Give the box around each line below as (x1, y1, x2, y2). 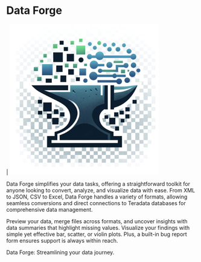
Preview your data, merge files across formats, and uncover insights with (6, 217, 188, 224)
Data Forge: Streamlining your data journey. (6, 249, 115, 256)
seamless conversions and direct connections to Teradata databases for (6, 199, 186, 206)
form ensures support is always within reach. (6, 237, 118, 244)
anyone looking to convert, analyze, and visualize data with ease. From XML (6, 186, 195, 194)
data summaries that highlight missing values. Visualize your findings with (6, 224, 190, 231)
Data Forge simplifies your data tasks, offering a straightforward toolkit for (6, 180, 191, 188)
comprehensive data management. (6, 206, 93, 213)
